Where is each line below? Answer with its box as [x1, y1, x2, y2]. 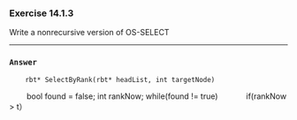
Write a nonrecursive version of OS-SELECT [9, 27, 170, 38]
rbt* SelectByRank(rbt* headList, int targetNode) [25, 75, 216, 84]
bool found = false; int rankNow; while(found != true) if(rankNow [26, 91, 287, 101]
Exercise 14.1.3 [9, 7, 74, 19]
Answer [9, 57, 38, 68]
